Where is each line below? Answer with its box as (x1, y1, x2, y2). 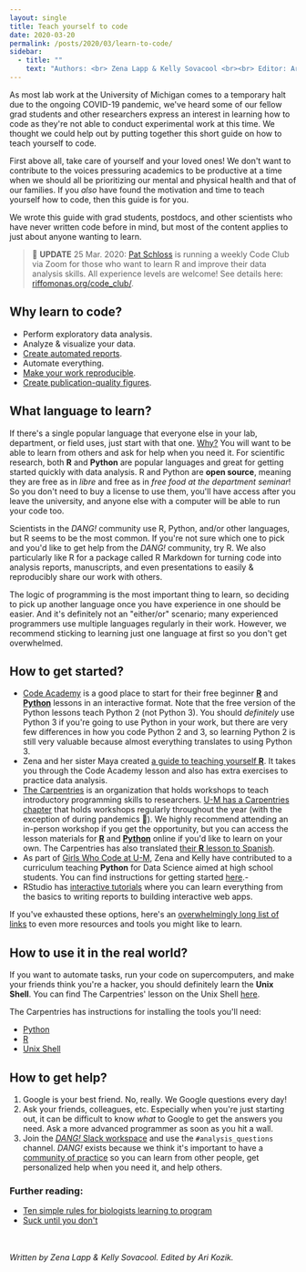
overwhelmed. (9, 637, 64, 648)
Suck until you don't (22, 1215, 98, 1226)
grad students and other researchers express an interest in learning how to (9, 109, 291, 119)
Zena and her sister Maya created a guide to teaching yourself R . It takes (22, 756, 296, 767)
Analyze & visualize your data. (22, 338, 137, 349)
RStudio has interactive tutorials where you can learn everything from (22, 882, 284, 893)
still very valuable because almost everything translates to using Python (22, 736, 293, 748)
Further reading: (9, 1184, 84, 1197)
